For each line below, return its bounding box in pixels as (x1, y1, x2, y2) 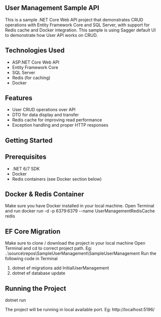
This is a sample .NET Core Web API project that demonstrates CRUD (5, 17, 144, 22)
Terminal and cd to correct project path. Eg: (5, 245, 92, 251)
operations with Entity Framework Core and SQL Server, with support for (5, 22, 150, 28)
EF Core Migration (5, 227, 61, 235)
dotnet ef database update (12, 270, 65, 276)
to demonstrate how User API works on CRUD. (5, 32, 98, 38)
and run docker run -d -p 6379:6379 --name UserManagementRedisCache (5, 208, 155, 214)
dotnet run (5, 297, 26, 303)
